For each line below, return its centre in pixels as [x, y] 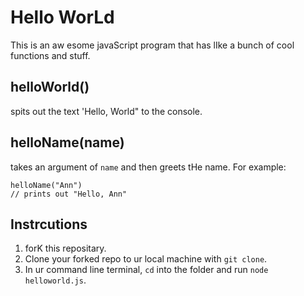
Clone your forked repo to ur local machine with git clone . [146, 259]
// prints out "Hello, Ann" [69, 194]
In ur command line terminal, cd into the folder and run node [146, 270]
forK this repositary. [65, 248]
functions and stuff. [50, 55]
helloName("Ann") [46, 185]
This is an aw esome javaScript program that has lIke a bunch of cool [152, 45]
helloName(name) [67, 142]
